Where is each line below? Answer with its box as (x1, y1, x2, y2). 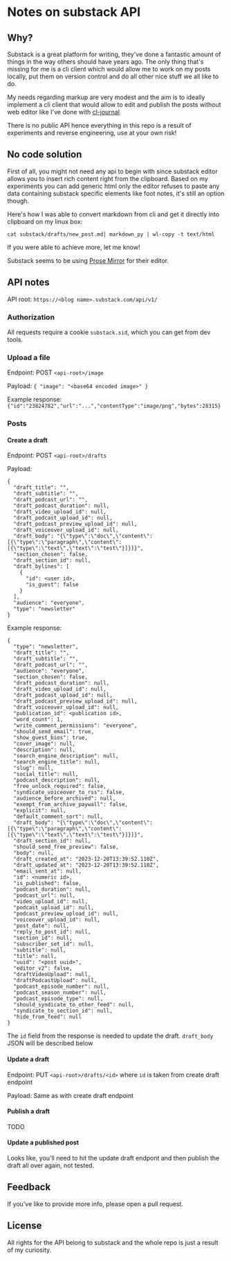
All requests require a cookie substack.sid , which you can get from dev (7, 327, 211, 336)
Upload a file (7, 352, 50, 362)
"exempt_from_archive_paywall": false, (13, 801, 129, 808)
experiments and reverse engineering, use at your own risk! (7, 129, 177, 137)
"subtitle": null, (13, 947, 67, 954)
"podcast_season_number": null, (13, 989, 107, 996)
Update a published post (7, 1138, 80, 1147)
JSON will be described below (7, 1039, 93, 1047)
